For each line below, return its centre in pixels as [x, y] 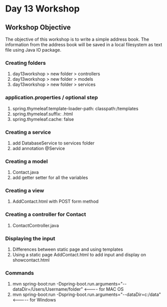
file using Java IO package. [33, 50]
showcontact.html [31, 260]
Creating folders [26, 63]
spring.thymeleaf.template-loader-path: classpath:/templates [75, 108]
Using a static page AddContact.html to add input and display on [79, 255]
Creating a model [27, 161]
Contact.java [26, 172]
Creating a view [25, 191]
